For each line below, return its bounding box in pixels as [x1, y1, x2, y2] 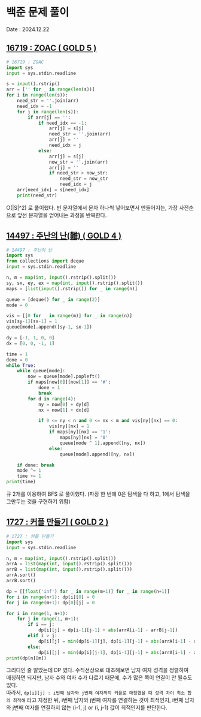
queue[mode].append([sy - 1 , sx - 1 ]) [6, 324, 93, 330]
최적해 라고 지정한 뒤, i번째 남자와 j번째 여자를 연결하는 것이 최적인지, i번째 [13, 697, 184, 704]
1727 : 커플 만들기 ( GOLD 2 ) [6, 517, 109, 528]
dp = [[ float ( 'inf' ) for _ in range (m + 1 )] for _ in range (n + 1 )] [6, 588, 170, 594]
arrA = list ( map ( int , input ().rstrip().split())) [6, 561, 133, 567]
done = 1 [38, 385, 60, 391]
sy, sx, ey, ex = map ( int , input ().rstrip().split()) [6, 280, 144, 286]
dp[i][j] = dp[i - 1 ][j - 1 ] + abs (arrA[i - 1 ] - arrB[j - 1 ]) [38, 627, 178, 633]
